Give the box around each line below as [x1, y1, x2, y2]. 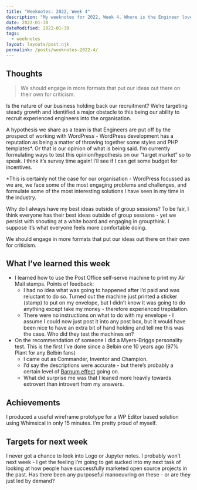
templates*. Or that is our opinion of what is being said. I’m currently [6, 145, 171, 152]
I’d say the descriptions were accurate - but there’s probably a [23, 362, 174, 369]
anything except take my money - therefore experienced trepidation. [23, 306, 189, 313]
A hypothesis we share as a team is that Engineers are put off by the [6, 126, 171, 133]
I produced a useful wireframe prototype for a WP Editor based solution [6, 413, 179, 421]
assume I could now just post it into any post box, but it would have [23, 318, 186, 325]
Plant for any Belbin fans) [14, 349, 76, 356]
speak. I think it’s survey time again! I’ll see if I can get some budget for [6, 157, 178, 164]
